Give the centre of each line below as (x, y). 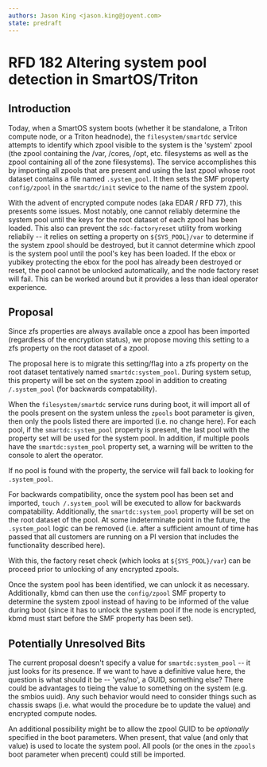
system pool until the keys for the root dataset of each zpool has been (123, 219)
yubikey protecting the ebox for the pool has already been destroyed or (125, 262)
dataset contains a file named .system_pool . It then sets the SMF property (129, 178)
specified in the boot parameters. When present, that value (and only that (128, 738)
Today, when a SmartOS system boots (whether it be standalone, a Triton (128, 127)
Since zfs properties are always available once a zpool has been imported (129, 331)
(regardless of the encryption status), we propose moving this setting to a (129, 340)
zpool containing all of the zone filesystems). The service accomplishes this (132, 162)
